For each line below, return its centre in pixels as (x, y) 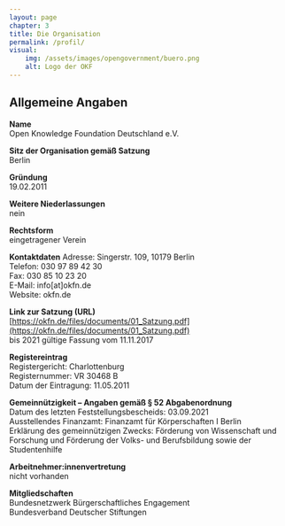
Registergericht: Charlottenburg (67, 366)
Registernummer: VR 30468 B (64, 375)
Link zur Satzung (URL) (52, 312)
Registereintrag (39, 357)
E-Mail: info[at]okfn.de (50, 285)
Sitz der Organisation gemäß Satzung (80, 151)
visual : (23, 50)
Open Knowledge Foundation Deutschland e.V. (94, 133)
